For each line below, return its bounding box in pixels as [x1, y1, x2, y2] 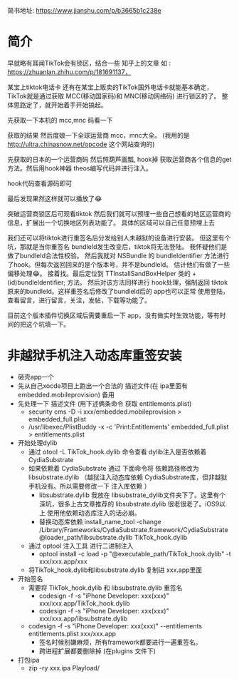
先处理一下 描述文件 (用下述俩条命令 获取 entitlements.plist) [17, 399, 192, 408]
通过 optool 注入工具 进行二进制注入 [28, 541, 134, 550]
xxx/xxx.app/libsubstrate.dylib [38, 614, 128, 623]
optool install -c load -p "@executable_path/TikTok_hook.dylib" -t [38, 549, 231, 558]
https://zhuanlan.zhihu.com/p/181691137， [7, 67, 132, 76]
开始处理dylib [17, 438, 58, 447]
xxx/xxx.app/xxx [38, 557, 87, 566]
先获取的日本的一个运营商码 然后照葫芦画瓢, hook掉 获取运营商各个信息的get [7, 155, 232, 163]
